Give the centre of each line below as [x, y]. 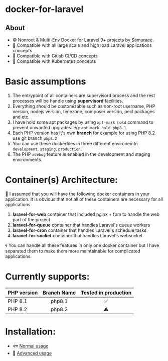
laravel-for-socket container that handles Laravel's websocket [77, 235]
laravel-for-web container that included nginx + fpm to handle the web [86, 214]
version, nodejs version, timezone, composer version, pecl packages [83, 111]
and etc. [21, 117]
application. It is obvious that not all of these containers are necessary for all [84, 199]
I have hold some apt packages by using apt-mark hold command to [83, 122]
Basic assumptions [46, 82]
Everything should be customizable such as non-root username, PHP [84, 106]
